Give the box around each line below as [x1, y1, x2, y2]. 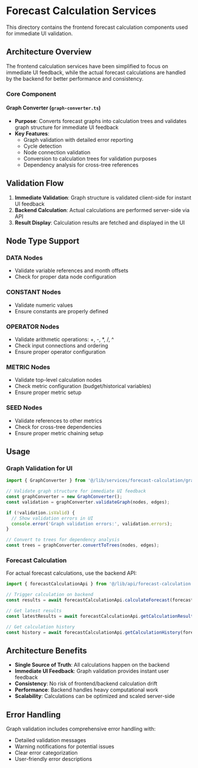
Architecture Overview [6, 47, 92, 57]
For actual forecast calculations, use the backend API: [6, 570, 137, 577]
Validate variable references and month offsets [14, 267, 128, 274]
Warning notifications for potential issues [14, 743, 115, 750]
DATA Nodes [6, 254, 43, 261]
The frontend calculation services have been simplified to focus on [6, 62, 169, 69]
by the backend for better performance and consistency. [6, 75, 144, 82]
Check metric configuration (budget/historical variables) [14, 383, 151, 390]
